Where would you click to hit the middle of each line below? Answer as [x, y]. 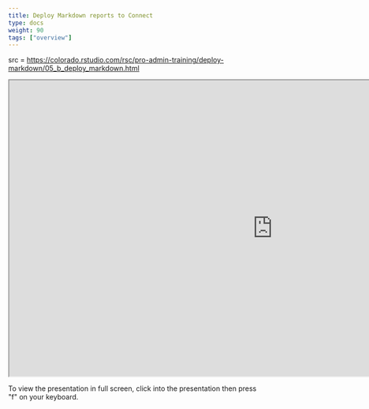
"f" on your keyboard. [43, 397]
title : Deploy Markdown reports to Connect [81, 15]
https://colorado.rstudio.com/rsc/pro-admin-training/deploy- [125, 60]
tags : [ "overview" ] [40, 38]
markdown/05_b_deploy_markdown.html [74, 69]
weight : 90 [26, 30]
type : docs [26, 23]
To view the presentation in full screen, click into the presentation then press [132, 388]
